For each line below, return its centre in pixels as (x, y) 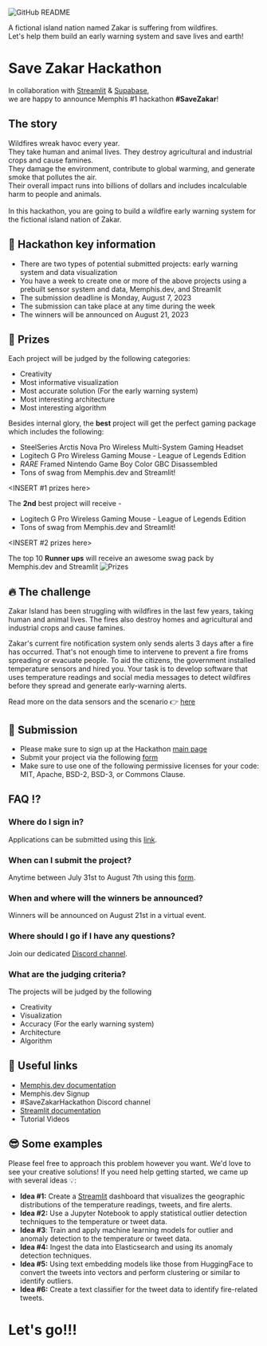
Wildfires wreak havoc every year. (64, 143)
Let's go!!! (43, 1330)
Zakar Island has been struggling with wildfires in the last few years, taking (131, 611)
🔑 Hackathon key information (82, 244)
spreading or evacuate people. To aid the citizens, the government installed (132, 661)
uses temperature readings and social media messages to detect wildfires (130, 677)
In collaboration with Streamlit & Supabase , (79, 90)
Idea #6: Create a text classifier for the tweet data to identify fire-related (139, 1289)
